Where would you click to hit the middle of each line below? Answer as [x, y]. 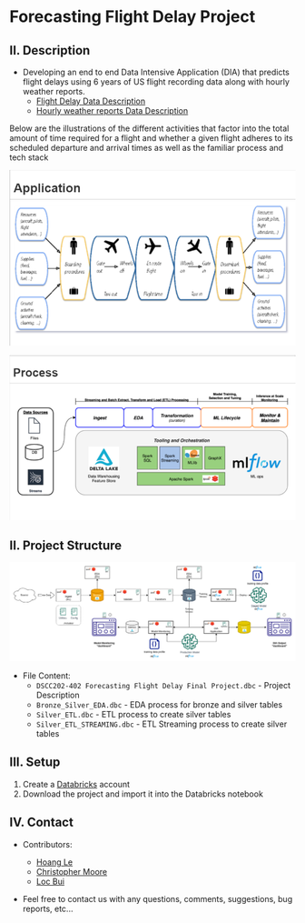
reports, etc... [48, 908]
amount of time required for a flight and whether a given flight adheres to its [151, 138]
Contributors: [47, 844]
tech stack [29, 157]
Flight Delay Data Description [91, 101]
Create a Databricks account [76, 784]
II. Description [50, 50]
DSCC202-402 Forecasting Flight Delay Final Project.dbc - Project [163, 686]
